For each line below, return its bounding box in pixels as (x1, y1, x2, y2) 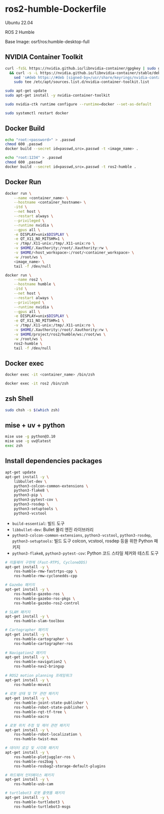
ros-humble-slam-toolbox (14, 619, 64, 624)
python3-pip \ (14, 493, 42, 498)
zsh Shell (5, 395, 34, 403)
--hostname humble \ (14, 282, 56, 287)
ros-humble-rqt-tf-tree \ (14, 710, 67, 714)
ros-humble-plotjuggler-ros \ (14, 754, 76, 760)
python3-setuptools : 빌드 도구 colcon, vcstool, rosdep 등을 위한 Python (12, 538, 153, 544)
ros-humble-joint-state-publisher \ (14, 700, 89, 706)
